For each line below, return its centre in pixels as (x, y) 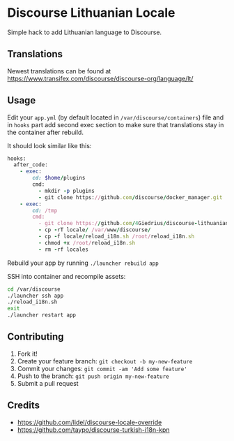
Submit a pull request (48, 383)
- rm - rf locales (63, 250)
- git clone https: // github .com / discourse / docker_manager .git (130, 197)
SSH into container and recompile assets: (67, 276)
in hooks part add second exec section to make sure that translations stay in (116, 124)
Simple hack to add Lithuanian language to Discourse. (85, 32)
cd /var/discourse (34, 289)
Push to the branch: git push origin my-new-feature (93, 376)
